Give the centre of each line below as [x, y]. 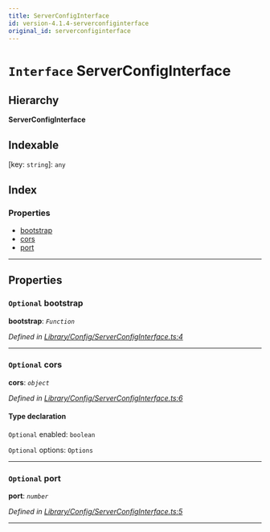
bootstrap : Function [41, 321]
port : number [29, 496]
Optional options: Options [51, 450]
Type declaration [37, 417]
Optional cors [35, 365]
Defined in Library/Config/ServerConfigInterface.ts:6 [96, 398]
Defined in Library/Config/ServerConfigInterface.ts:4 [96, 336]
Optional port [35, 478]
